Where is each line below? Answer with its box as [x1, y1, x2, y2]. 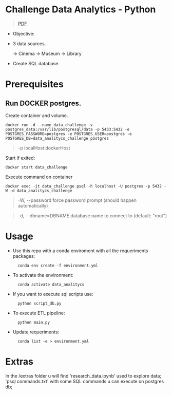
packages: [12, 253, 35, 259]
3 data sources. [12, 40, 46, 47]
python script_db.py [17, 300, 62, 306]
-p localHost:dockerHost [17, 145, 70, 151]
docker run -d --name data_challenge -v [5, 122, 93, 127]
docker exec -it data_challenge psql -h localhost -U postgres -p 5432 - [5, 183, 167, 189]
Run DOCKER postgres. [5, 99, 82, 107]
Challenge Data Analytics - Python [5, 4, 156, 15]
